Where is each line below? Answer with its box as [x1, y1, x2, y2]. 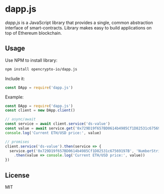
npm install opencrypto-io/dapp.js [5, 67, 78, 72]
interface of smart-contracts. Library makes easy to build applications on [5, 24, 152, 30]
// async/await [5, 117, 36, 122]
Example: [5, 94, 24, 100]
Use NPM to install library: [5, 57, 58, 63]
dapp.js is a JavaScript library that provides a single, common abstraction [5, 20, 153, 25]
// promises [5, 139, 29, 144]
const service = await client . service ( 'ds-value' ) [5, 121, 110, 126]
